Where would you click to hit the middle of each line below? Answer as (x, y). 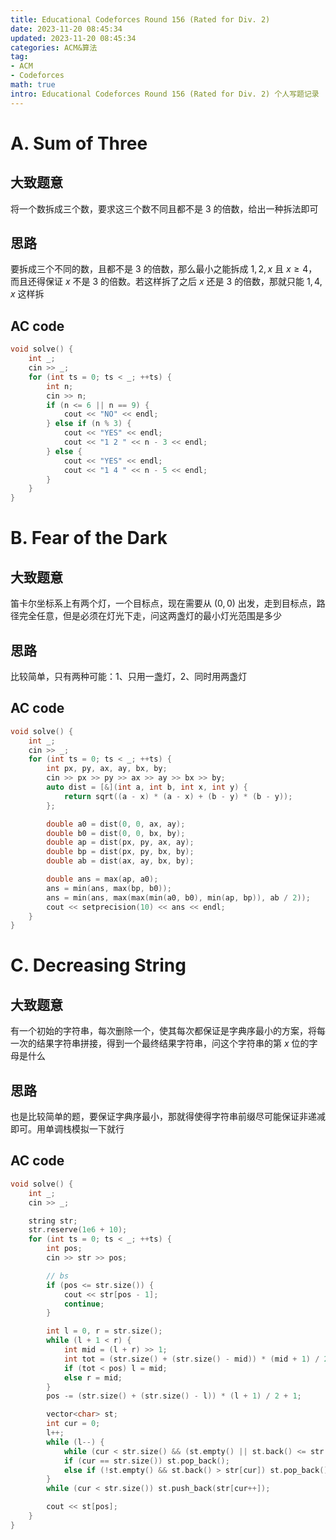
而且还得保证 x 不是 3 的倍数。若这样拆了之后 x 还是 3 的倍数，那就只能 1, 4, (166, 282)
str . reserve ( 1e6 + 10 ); (78, 1230)
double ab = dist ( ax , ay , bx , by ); (120, 861)
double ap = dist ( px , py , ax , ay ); (120, 842)
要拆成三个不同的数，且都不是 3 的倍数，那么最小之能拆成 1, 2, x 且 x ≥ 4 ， (164, 269)
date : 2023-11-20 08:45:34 (66, 29)
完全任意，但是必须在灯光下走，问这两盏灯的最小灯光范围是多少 (150, 616)
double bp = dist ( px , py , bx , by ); (120, 852)
